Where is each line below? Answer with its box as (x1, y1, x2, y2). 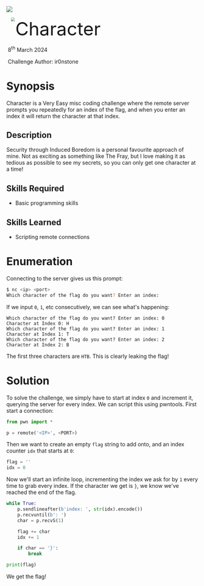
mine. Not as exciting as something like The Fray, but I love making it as (6, 152, 186, 160)
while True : (6, 501, 37, 507)
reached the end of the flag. (6, 488, 77, 496)
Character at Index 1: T (6, 331, 69, 337)
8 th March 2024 (7, 45, 47, 53)
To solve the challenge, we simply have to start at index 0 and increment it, (6, 394, 194, 401)
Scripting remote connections (15, 234, 90, 241)
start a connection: (6, 407, 54, 414)
